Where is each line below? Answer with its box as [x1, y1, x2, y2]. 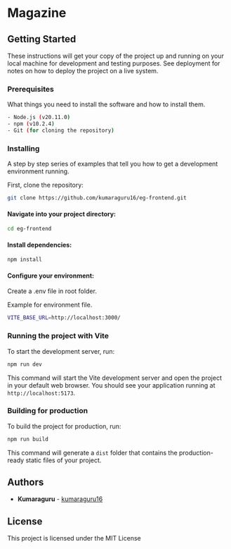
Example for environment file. [7, 301, 93, 309]
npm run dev [7, 361, 42, 368]
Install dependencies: [7, 240, 72, 249]
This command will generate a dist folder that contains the [7, 448, 178, 457]
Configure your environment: [7, 271, 95, 280]
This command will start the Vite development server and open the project [7, 374, 223, 382]
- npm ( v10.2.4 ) [7, 121, 55, 128]
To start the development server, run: [7, 347, 114, 355]
